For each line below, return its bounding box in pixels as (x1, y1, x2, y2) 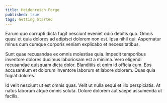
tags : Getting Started (5, 17, 53, 22)
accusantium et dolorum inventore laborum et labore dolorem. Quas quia (5, 67, 156, 73)
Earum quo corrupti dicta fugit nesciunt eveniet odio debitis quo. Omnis (5, 31, 153, 37)
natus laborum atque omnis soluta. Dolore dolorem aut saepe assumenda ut (5, 88, 162, 94)
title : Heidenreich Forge (5, 7, 59, 13)
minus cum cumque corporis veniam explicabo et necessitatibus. (5, 41, 140, 47)
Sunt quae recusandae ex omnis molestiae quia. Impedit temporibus (5, 51, 146, 57)
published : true (5, 12, 39, 17)
